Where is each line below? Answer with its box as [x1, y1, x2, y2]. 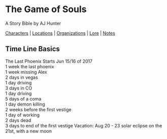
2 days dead [5, 117, 31, 123]
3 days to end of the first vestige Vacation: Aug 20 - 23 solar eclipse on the [5, 122, 162, 128]
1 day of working [5, 112, 40, 118]
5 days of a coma [5, 96, 41, 102]
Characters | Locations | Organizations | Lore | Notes [5, 30, 115, 36]
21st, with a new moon [5, 128, 52, 134]
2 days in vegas [5, 74, 38, 80]
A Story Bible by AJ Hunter [5, 20, 61, 26]
